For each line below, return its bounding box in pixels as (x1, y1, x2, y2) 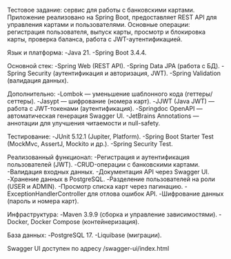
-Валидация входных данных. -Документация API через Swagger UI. (7, 168, 210, 176)
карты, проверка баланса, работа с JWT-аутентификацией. (7, 35, 183, 43)
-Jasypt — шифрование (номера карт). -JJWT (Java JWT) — (37, 97, 215, 105)
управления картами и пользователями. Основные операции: (7, 21, 190, 28)
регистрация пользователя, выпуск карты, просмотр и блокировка (7, 28, 205, 36)
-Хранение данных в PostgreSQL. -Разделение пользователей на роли (7, 175, 216, 183)
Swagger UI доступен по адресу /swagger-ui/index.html (7, 245, 170, 252)
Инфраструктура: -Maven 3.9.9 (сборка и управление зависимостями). (7, 210, 217, 218)
